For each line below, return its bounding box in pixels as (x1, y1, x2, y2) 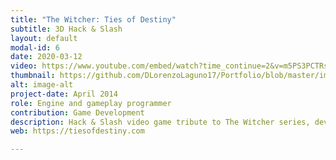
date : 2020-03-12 (10, 52, 83, 62)
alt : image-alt (10, 80, 74, 90)
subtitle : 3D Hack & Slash (10, 24, 123, 34)
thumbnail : (10, 71, 56, 81)
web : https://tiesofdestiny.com (10, 126, 145, 136)
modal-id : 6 (10, 42, 60, 53)
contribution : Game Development (10, 107, 145, 118)
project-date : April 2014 (10, 89, 118, 99)
